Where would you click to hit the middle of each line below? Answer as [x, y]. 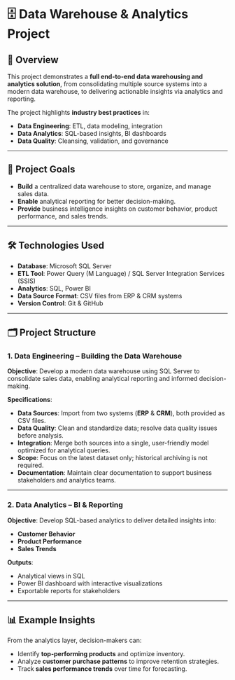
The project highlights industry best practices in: [79, 112]
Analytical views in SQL [51, 576]
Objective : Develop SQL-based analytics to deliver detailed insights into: [112, 520]
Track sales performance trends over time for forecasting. [102, 669]
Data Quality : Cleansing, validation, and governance [93, 141]
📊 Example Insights [51, 620]
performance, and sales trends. [63, 216]
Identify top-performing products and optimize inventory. [101, 654]
